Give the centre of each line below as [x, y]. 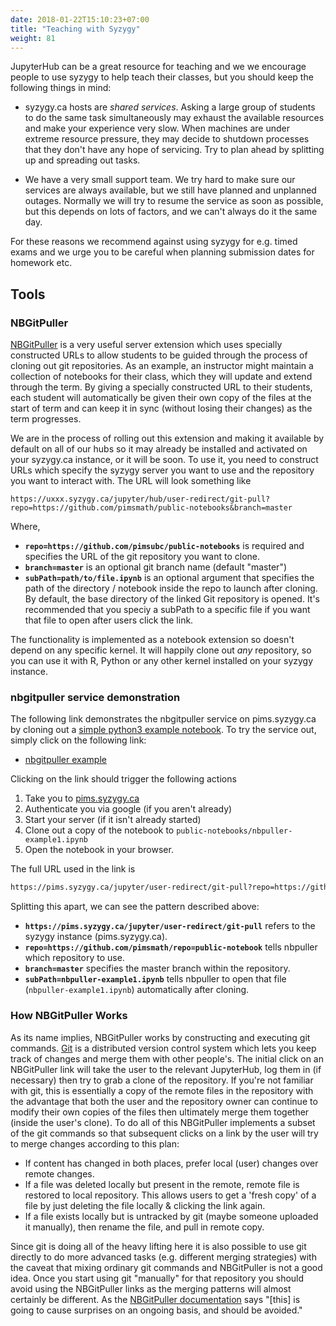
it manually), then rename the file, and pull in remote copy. [144, 1227]
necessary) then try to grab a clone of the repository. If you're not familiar [162, 1080]
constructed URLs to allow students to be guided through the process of [159, 355]
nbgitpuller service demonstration [95, 697]
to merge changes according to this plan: [95, 1143]
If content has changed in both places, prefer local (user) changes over [171, 1163]
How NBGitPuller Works [69, 1016]
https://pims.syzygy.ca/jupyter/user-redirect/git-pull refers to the [170, 926]
